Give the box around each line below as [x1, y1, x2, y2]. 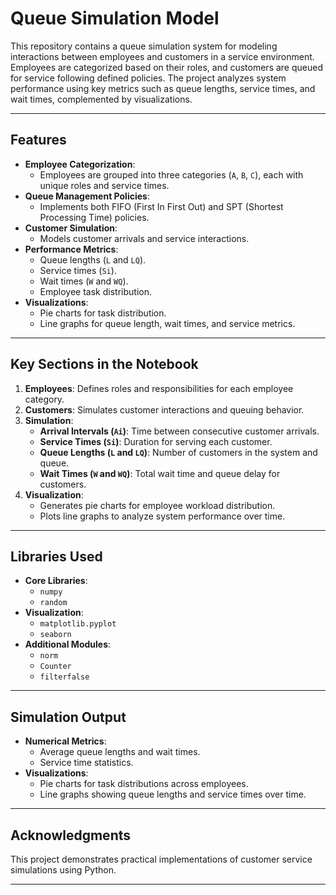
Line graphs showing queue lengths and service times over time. [39, 788, 307, 801]
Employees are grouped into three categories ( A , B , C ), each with [39, 168, 304, 181]
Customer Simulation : [24, 222, 118, 234]
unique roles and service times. [39, 179, 170, 191]
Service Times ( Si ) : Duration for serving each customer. [39, 435, 273, 447]
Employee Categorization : [24, 158, 136, 170]
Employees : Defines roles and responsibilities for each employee [24, 382, 294, 394]
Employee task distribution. [39, 285, 152, 297]
